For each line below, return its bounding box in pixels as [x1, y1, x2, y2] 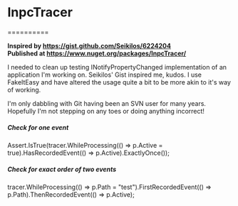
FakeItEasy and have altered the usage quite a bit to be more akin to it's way [7, 77, 232, 86]
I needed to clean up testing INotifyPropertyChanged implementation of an [7, 63, 227, 71]
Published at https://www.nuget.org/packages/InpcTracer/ [7, 49, 187, 58]
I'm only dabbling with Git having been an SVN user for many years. [7, 99, 207, 107]
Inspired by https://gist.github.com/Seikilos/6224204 [7, 41, 171, 50]
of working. [7, 85, 41, 94]
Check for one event [7, 123, 69, 131]
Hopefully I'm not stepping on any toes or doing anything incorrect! [7, 107, 205, 115]
